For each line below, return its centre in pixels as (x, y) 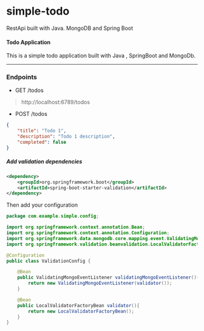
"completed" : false (42, 142)
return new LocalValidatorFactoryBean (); (81, 311)
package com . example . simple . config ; (53, 216)
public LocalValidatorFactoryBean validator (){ (78, 305)
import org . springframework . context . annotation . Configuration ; (88, 233)
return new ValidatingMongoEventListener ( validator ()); (100, 283)
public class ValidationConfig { (49, 261)
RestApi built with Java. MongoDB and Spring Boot (70, 28)
